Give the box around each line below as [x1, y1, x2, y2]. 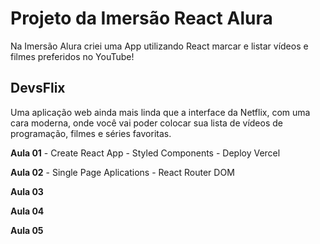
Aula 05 [10, 224, 44, 236]
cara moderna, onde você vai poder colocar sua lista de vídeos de [10, 117, 283, 129]
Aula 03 [10, 185, 44, 197]
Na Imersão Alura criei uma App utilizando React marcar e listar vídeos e [10, 40, 309, 52]
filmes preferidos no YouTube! [10, 50, 135, 62]
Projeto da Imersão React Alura [10, 7, 273, 30]
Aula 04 [10, 205, 45, 217]
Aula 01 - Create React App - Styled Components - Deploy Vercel [10, 147, 281, 159]
